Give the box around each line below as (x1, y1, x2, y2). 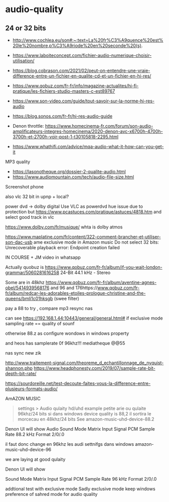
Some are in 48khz (5, 280, 45, 285)
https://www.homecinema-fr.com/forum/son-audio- (45, 123, 153, 129)
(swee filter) (54, 295, 79, 301)
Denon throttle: (12, 123, 44, 129)
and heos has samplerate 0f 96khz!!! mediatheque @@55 (5, 340, 125, 346)
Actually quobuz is (5, 264, 44, 270)
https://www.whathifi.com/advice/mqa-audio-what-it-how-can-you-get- (12, 143, 164, 149)
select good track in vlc (5, 214, 54, 220)
